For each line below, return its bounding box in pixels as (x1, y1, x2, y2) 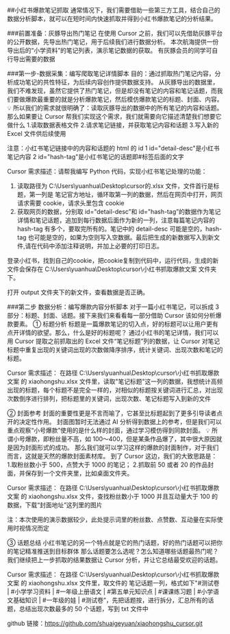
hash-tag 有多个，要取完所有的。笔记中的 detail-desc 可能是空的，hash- (16, 225, 222, 233)
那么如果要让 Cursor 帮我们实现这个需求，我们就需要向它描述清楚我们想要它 (7, 113, 222, 120)
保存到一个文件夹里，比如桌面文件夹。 (25, 469, 133, 477)
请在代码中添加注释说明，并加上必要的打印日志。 (25, 242, 163, 250)
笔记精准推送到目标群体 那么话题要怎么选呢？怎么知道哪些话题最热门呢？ (12, 548, 219, 555)
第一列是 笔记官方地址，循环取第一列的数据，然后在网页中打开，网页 (29, 191, 223, 198)
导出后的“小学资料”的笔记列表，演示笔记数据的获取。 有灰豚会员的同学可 (7, 47, 212, 54)
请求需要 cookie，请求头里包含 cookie (16, 199, 125, 207)
